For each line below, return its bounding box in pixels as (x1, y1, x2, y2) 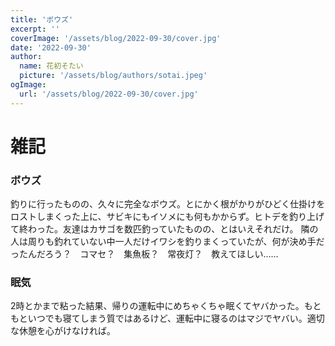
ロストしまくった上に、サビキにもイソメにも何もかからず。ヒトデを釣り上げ (10, 211, 325, 223)
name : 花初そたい (19, 61, 84, 71)
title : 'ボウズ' (10, 14, 74, 25)
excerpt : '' (10, 24, 60, 34)
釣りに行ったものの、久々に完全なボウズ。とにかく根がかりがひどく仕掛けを (10, 198, 326, 210)
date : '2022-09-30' (10, 42, 92, 53)
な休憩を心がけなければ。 (10, 325, 116, 337)
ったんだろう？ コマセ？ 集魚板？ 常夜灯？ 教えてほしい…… (10, 248, 279, 260)
